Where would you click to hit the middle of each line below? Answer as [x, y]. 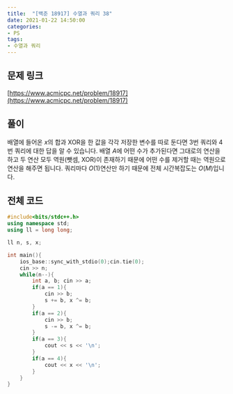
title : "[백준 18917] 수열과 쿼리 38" [60, 14]
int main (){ [24, 255]
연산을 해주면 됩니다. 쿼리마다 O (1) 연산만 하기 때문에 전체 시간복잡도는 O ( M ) [110, 168]
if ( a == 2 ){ [50, 313]
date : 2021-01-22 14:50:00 [46, 20]
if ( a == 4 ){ [50, 359]
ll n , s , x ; [24, 243]
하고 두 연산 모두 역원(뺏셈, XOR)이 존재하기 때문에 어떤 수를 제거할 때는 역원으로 [116, 159]
